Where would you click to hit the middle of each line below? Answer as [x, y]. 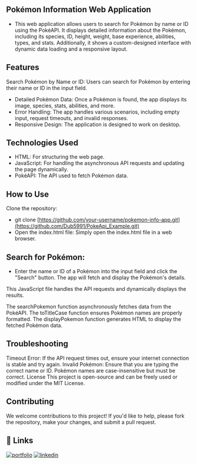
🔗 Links [20, 441]
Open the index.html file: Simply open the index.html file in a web [93, 233]
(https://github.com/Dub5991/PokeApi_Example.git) [77, 226]
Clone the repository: [32, 208]
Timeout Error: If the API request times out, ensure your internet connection [98, 358]
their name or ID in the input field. [46, 88]
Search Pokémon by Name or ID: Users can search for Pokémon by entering [98, 81]
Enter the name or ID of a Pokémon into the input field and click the [96, 271]
